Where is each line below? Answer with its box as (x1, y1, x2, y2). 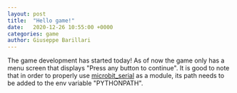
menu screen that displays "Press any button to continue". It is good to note (7, 64, 230, 72)
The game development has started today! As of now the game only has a (7, 56, 225, 65)
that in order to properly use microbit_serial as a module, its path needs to (7, 72, 225, 80)
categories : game (7, 30, 59, 38)
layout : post (7, 10, 46, 18)
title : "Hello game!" (7, 17, 75, 24)
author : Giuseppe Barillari (7, 37, 91, 44)
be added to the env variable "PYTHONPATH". (7, 79, 143, 87)
